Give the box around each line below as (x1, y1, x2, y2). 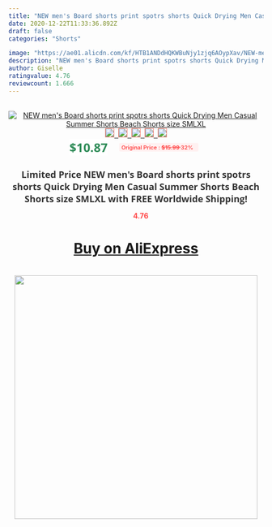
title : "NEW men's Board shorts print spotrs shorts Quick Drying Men (8, 11, 252, 20)
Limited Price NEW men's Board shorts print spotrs (21, 167, 251, 181)
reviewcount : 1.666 (8, 79, 74, 88)
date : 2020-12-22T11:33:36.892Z (8, 19, 117, 28)
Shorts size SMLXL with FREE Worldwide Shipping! (23, 192, 249, 205)
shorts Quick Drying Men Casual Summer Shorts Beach (11, 179, 261, 193)
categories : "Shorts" (8, 34, 82, 43)
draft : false (8, 27, 53, 35)
